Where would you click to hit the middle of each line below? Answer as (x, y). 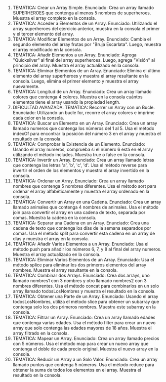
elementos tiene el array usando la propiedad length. (66, 102)
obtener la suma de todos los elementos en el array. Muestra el (77, 370)
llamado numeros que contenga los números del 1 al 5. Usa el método (83, 128)
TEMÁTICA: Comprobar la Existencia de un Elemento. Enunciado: (79, 144)
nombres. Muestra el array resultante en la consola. (65, 270)
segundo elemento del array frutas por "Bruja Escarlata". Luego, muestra (87, 44)
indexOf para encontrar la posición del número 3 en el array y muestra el (87, 134)
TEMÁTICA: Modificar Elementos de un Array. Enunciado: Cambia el (82, 39)
